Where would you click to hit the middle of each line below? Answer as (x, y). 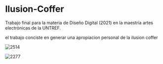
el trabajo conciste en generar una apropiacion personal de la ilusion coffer (81, 37)
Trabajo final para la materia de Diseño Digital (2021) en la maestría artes (79, 23)
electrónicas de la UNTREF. (33, 28)
